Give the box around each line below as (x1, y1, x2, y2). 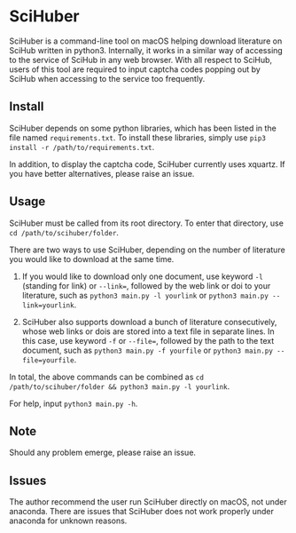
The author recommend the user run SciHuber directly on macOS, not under (9, 497, 287, 507)
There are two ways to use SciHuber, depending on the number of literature (9, 244, 285, 255)
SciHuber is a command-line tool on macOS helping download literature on (9, 36, 283, 46)
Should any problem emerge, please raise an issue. (9, 447, 197, 458)
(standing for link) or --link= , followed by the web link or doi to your (21, 280, 271, 290)
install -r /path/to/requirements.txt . (9, 141, 155, 152)
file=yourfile (21, 355, 74, 365)
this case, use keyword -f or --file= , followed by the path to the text (21, 335, 275, 346)
